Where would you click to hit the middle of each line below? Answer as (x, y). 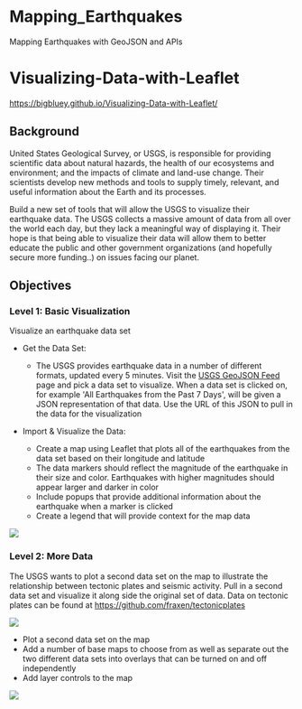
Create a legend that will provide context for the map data (143, 516)
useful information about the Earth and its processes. (108, 191)
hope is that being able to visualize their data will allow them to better (138, 238)
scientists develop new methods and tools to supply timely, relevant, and (144, 182)
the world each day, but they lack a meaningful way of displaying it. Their (145, 229)
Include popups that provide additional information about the (148, 497)
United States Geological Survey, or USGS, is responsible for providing (141, 153)
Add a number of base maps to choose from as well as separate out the (156, 648)
